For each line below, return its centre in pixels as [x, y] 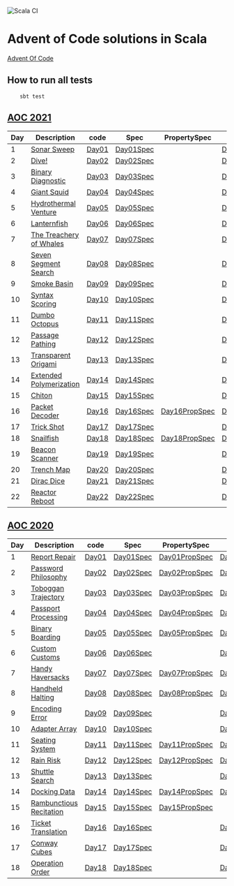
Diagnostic [48, 180]
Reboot [42, 501]
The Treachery [55, 235]
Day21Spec [135, 480]
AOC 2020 [31, 525]
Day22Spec [135, 496]
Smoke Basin [52, 283]
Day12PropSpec [186, 760]
